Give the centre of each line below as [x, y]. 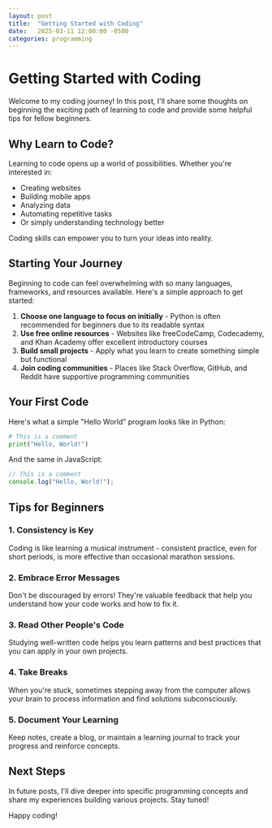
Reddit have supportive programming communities [105, 376]
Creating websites [50, 188]
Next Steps [37, 772]
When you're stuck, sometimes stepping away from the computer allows [130, 690]
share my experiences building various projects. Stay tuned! [109, 800]
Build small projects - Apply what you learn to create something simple [140, 351]
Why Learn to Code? [61, 144]
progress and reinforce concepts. [64, 746]
